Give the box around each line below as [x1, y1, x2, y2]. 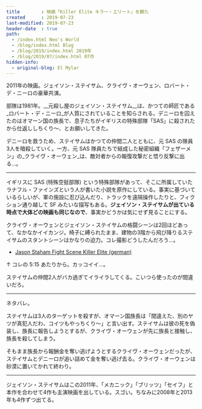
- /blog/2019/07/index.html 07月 [11, 54, 94, 60]
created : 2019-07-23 [6, 14, 74, 20]
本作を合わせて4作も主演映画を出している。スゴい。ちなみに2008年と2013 [6, 389, 193, 396]
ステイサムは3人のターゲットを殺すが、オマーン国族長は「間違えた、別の [6, 312, 188, 319]
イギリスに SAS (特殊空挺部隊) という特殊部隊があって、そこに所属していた [6, 179, 193, 186]
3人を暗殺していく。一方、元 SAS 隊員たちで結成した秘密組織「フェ [6, 145, 176, 152]
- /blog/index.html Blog [11, 43, 74, 49]
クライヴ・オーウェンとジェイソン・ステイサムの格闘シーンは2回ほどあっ [6, 221, 188, 229]
